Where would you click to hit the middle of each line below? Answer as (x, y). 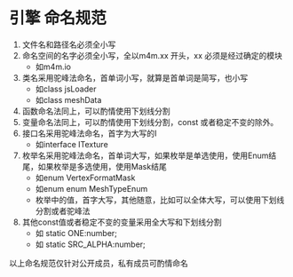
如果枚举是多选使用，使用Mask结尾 (102, 166)
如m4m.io (53, 67)
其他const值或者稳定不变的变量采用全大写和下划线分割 (122, 222)
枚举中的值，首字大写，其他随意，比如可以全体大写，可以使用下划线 (160, 200)
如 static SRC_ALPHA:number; (91, 244)
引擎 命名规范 (58, 18)
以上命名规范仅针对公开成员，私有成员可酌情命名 (99, 263)
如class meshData (68, 99)
